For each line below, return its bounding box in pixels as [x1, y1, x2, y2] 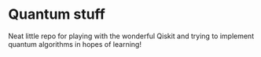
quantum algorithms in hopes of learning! [8, 39, 142, 48]
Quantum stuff [8, 5, 106, 23]
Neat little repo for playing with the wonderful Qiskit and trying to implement [8, 31, 254, 41]
